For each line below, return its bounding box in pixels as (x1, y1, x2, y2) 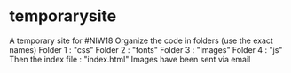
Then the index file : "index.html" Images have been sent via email (9, 54, 251, 64)
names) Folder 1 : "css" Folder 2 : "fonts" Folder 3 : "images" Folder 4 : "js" (9, 44, 283, 55)
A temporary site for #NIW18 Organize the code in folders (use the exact (9, 35, 273, 46)
